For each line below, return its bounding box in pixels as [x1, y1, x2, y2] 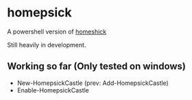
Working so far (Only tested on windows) [7, 60, 187, 73]
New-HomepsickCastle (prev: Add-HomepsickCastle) [16, 79, 169, 87]
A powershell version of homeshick [7, 27, 107, 36]
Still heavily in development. [7, 40, 86, 49]
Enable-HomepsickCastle [16, 86, 89, 94]
